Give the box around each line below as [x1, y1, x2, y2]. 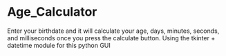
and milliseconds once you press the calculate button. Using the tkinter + [7, 33, 216, 42]
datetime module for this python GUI [7, 41, 111, 49]
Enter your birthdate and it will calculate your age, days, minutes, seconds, [7, 27, 220, 35]
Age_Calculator [7, 4, 97, 20]
